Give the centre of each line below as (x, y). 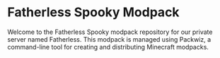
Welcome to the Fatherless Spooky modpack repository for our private (110, 32)
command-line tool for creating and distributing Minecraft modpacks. (108, 47)
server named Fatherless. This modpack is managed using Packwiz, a (109, 39)
